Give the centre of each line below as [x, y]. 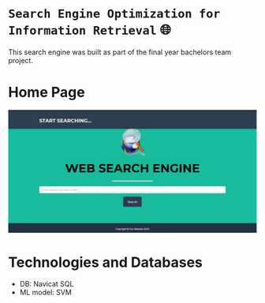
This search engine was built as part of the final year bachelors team [120, 52]
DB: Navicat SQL [47, 284]
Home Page [47, 93]
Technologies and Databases [106, 262]
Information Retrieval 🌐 [90, 30]
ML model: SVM [46, 293]
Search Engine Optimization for [114, 14]
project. [21, 60]
